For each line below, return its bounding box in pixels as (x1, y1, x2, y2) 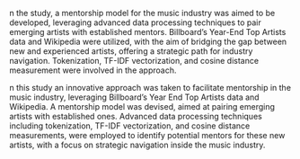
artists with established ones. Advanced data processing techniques (9, 111, 262, 121)
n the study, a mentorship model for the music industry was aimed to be (9, 8, 276, 18)
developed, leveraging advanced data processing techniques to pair (9, 17, 262, 28)
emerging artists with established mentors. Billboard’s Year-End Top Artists (9, 27, 287, 37)
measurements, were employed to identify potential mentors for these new (9, 130, 286, 140)
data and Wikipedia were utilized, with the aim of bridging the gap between (9, 36, 287, 47)
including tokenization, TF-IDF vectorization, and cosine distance (9, 120, 251, 131)
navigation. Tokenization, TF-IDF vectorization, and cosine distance (9, 56, 259, 66)
